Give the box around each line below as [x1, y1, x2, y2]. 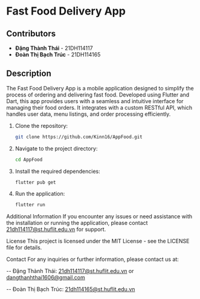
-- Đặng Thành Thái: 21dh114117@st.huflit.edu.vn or [6, 267, 134, 275]
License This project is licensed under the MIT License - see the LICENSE [6, 238, 190, 245]
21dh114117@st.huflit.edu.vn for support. [6, 226, 106, 233]
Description [6, 69, 51, 79]
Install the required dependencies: [15, 167, 101, 175]
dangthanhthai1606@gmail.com [6, 274, 86, 281]
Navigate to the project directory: [15, 144, 98, 152]
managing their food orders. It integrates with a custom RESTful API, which [6, 104, 192, 111]
